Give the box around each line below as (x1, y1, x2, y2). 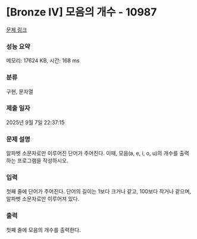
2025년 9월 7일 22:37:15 (6, 119, 65, 126)
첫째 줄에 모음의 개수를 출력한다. (6, 226, 82, 233)
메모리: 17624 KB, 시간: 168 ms (6, 57, 80, 64)
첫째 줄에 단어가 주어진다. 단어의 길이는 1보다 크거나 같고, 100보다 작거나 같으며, (6, 188, 192, 195)
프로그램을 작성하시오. (17, 157, 68, 164)
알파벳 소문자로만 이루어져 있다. (6, 195, 80, 202)
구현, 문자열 (6, 88, 34, 95)
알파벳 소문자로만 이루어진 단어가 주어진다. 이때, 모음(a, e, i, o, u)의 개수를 (6, 149, 179, 157)
